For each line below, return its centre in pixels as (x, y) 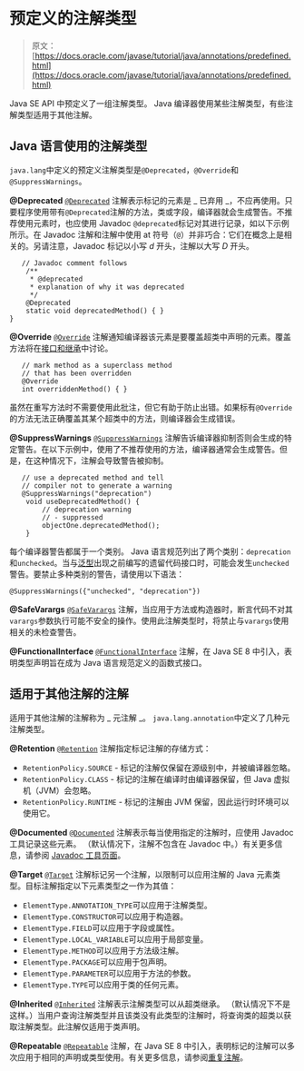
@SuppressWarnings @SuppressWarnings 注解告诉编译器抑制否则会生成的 (147, 438)
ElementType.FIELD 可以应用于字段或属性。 (101, 927)
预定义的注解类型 (74, 19)
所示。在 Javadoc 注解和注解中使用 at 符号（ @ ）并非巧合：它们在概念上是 (147, 234)
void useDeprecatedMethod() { (83, 501)
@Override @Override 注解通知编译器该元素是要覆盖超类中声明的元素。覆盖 (151, 336)
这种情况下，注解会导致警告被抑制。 (101, 461)
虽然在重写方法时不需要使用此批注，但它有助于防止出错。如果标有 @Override (151, 407)
